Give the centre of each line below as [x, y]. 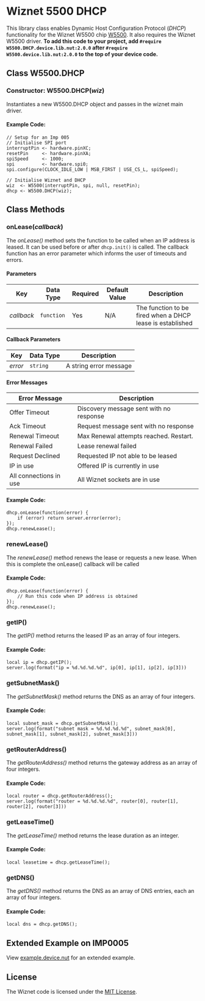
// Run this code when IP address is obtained [77, 596]
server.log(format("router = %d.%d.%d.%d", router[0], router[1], [92, 801]
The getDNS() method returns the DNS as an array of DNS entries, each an [100, 891]
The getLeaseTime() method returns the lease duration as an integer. [93, 835]
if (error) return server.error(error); [69, 518]
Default [117, 289]
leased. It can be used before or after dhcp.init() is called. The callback [98, 247]
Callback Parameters [34, 340]
